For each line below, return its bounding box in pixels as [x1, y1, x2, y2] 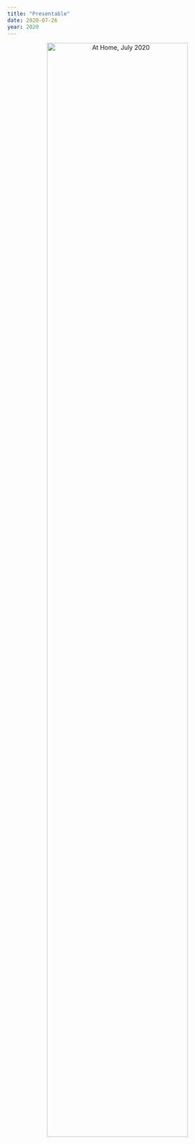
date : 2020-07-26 [7, 17, 58, 24]
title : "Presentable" [7, 10, 71, 18]
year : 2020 [7, 23, 39, 30]
